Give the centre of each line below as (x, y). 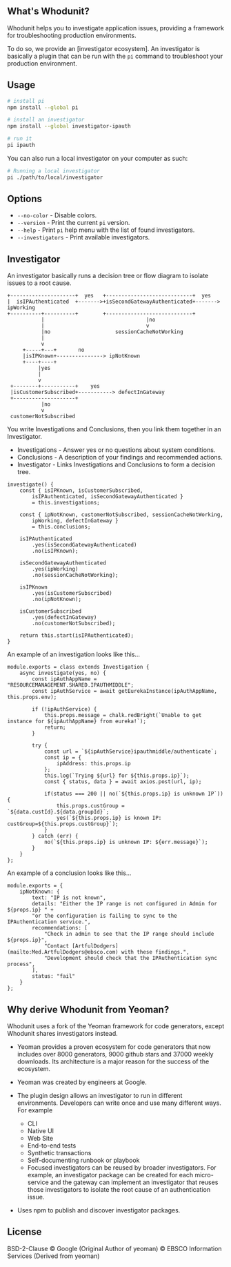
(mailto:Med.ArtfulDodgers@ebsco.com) (63, 952)
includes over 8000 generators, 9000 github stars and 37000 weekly (115, 1054)
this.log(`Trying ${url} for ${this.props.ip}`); (117, 776)
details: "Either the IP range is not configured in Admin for (124, 904)
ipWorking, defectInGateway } (75, 521)
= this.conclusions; (61, 527)
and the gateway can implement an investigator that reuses (134, 1182)
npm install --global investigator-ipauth (69, 126)
